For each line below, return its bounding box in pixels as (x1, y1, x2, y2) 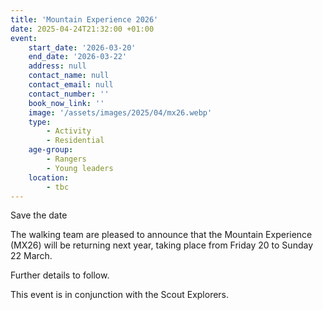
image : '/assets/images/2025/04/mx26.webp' (28, 107, 213, 118)
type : (28, 117, 52, 127)
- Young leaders (46, 163, 114, 173)
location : (28, 172, 70, 183)
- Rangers (46, 154, 87, 164)
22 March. (10, 250, 53, 262)
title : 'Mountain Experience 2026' (10, 14, 159, 25)
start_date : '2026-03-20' (28, 42, 137, 53)
